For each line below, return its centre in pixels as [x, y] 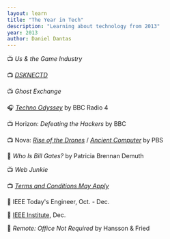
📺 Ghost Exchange [34, 91]
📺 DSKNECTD [27, 75]
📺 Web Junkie [28, 170]
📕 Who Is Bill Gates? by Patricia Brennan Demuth [76, 156]
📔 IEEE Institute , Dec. [37, 215]
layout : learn [27, 13]
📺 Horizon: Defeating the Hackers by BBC [67, 124]
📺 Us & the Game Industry [45, 59]
